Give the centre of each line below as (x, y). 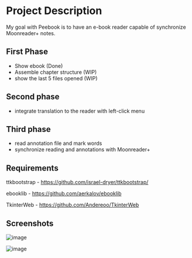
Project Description (54, 11)
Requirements (32, 168)
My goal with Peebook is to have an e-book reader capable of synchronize (96, 27)
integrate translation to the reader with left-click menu (80, 111)
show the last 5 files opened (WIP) (56, 78)
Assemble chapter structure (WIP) (56, 72)
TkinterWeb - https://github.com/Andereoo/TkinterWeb (73, 205)
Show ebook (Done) (39, 66)
